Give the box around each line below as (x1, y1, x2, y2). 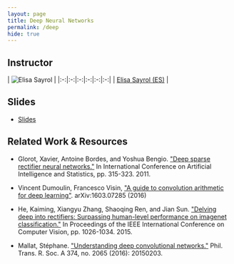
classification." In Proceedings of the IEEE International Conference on (17, 220, 225, 228)
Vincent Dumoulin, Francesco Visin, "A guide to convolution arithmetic (17, 183, 224, 192)
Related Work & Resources (7, 136, 128, 148)
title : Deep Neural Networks (7, 17, 94, 24)
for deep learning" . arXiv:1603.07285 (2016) (17, 191, 147, 199)
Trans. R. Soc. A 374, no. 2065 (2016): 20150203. (17, 248, 163, 257)
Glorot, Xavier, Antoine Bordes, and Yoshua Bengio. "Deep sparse (17, 154, 210, 163)
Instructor (7, 56, 54, 68)
